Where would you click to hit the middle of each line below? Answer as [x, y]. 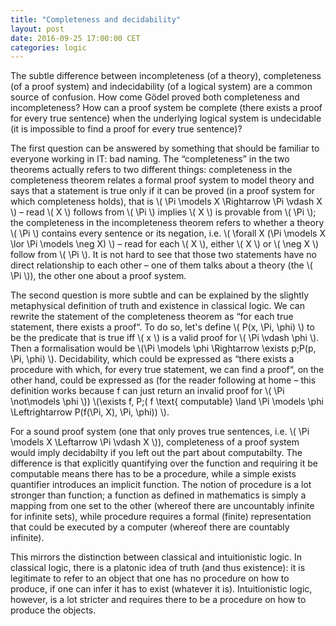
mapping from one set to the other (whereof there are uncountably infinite [162, 506]
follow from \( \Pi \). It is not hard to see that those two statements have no [163, 255]
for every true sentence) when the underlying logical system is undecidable [166, 118]
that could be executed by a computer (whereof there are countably [150, 527]
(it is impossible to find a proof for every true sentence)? [126, 129]
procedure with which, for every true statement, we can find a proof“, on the [167, 370]
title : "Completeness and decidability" [96, 19]
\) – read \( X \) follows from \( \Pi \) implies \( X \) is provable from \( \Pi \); [163, 212]
